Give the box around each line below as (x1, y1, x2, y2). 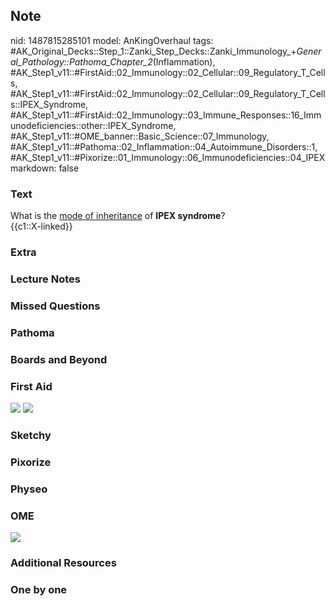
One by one (10, 582, 68, 596)
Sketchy (10, 428, 52, 442)
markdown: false (10, 162, 80, 174)
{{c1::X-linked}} (10, 220, 73, 233)
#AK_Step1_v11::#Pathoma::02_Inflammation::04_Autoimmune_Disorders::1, (10, 140, 318, 153)
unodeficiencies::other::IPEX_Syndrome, (10, 119, 177, 131)
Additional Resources (10, 556, 117, 569)
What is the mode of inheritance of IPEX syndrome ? (10, 210, 226, 222)
